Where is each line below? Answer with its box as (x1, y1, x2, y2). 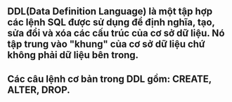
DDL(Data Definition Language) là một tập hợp (7, 6, 213, 17)
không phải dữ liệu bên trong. (7, 49, 139, 61)
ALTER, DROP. (7, 84, 70, 96)
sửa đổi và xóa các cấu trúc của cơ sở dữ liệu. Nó (7, 27, 225, 39)
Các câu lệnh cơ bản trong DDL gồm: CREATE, (7, 73, 212, 85)
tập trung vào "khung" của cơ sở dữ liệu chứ (7, 38, 205, 50)
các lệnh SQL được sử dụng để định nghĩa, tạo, (7, 17, 215, 29)
